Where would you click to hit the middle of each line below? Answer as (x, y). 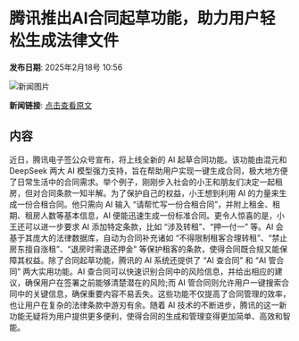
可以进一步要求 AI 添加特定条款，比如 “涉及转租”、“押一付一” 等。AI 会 (154, 226)
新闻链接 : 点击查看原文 (50, 105)
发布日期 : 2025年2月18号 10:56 (66, 67)
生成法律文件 (72, 41)
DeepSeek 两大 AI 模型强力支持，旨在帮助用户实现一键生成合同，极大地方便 (149, 170)
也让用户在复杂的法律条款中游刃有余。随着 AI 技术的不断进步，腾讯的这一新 (148, 304)
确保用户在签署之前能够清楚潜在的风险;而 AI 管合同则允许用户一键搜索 (153, 282)
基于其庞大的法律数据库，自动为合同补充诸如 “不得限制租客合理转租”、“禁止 (149, 237)
